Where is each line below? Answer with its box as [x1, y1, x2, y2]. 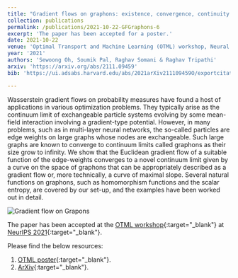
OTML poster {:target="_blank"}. [17, 255, 111, 264]
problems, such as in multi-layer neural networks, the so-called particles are [7, 125, 230, 134]
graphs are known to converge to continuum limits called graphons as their [7, 140, 226, 149]
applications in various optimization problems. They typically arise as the [7, 103, 220, 111]
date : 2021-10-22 [7, 37, 59, 44]
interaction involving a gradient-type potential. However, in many [21, 117, 211, 126]
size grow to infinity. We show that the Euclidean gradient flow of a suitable [7, 148, 227, 156]
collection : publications [7, 17, 84, 24]
